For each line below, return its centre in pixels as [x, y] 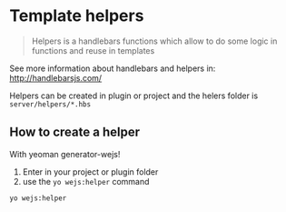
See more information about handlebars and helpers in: [113, 68]
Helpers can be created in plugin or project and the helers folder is [134, 96]
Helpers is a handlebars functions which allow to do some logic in [154, 41]
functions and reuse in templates [93, 50]
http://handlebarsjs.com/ [56, 77]
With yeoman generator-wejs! [65, 154]
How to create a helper [75, 132]
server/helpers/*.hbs [50, 104]
